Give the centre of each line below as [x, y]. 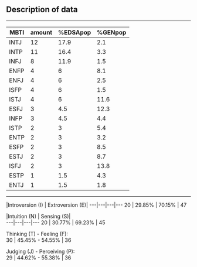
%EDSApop [74, 32]
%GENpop [111, 32]
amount [41, 32]
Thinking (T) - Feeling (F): [37, 234]
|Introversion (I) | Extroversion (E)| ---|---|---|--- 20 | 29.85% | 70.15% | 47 [96, 205]
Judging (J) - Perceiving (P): [40, 251]
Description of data [42, 10]
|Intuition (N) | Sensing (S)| [38, 216]
